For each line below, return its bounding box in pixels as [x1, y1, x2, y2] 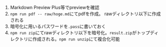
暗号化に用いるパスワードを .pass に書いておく [10, 23, 106, 29]
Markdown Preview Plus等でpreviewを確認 [10, 5, 100, 10]
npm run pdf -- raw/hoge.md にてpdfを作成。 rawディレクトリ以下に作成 [10, 11, 161, 17]
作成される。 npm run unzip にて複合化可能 [32, 36, 120, 42]
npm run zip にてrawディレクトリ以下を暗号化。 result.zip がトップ [10, 30, 150, 35]
